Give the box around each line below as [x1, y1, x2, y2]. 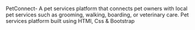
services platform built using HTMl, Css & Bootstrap [5, 18, 135, 24]
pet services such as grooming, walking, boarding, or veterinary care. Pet [5, 11, 189, 18]
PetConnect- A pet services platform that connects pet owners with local [5, 5, 188, 12]
